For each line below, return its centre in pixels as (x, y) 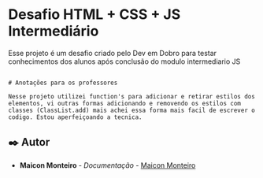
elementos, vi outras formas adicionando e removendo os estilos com (125, 103)
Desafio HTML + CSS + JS (94, 15)
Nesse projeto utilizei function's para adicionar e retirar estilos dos (132, 96)
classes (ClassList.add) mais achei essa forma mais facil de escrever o (132, 110)
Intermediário (54, 31)
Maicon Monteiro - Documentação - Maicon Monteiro (107, 165)
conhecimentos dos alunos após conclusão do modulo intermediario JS (124, 61)
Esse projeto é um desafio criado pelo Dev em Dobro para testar (113, 53)
